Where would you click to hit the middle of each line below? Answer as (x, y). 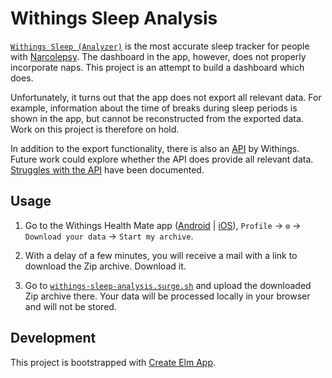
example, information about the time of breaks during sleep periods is (154, 108)
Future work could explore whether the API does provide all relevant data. (162, 159)
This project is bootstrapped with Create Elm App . (113, 362)
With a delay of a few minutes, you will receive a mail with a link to (161, 255)
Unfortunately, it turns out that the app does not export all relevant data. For (166, 97)
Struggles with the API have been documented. (107, 169)
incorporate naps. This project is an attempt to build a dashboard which (157, 67)
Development (53, 338)
